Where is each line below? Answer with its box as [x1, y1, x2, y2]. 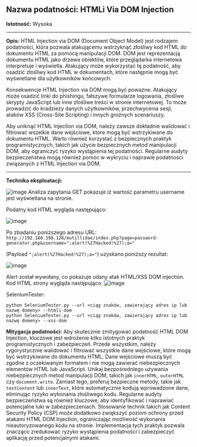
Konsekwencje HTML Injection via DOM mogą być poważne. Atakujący [6, 86, 178, 93]
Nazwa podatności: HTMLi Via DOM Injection [6, 5, 174, 15]
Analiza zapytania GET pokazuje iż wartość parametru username [28, 188, 185, 195]
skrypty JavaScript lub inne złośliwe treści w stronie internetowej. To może [6, 98, 187, 105]
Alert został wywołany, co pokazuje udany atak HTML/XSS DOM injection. [6, 273, 185, 280]
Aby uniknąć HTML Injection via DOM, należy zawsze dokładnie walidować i [6, 122, 190, 129]
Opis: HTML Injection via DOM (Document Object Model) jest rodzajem [6, 37, 178, 44]
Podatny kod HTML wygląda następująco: [6, 206, 107, 213]
